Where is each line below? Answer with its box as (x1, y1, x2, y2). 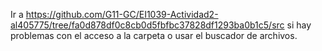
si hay (286, 19, 312, 31)
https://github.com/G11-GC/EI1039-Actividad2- (25, 9, 219, 20)
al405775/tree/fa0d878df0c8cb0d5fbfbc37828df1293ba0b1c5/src (10, 19, 285, 31)
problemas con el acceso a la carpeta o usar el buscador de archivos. (10, 30, 298, 41)
